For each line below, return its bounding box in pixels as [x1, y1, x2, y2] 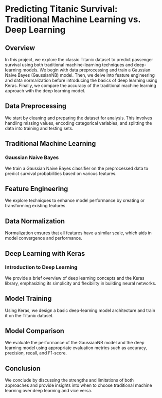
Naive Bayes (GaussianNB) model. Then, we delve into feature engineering [5, 72, 155, 78]
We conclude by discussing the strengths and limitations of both [5, 377, 134, 383]
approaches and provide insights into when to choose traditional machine [5, 382, 152, 388]
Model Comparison [5, 327, 65, 335]
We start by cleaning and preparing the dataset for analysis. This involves [5, 115, 152, 121]
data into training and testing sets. [5, 125, 73, 131]
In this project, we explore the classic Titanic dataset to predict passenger [5, 57, 153, 62]
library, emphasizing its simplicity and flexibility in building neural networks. [5, 280, 157, 286]
